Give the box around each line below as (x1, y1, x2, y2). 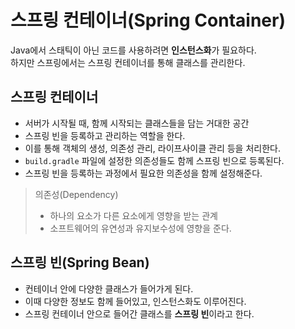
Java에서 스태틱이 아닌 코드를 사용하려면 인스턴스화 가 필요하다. (10, 44, 257, 56)
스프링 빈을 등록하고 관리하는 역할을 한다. (24, 129, 186, 141)
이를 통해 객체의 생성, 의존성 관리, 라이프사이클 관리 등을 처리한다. (24, 142, 281, 154)
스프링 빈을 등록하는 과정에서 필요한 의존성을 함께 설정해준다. (24, 167, 263, 179)
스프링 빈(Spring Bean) (10, 254, 150, 271)
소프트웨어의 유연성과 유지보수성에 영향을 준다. (49, 222, 232, 234)
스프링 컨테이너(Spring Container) (10, 9, 286, 32)
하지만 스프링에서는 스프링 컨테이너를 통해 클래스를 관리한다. (10, 56, 246, 68)
